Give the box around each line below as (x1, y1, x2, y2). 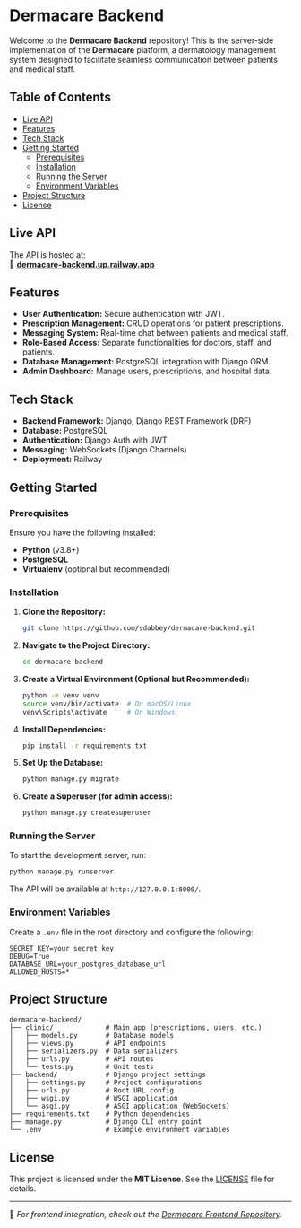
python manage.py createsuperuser (21, 809, 151, 818)
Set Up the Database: (21, 758, 104, 768)
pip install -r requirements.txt (21, 741, 148, 750)
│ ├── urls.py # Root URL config (9, 1086, 175, 1095)
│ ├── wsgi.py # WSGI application (9, 1094, 178, 1103)
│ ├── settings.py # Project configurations (9, 1078, 202, 1087)
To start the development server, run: (9, 850, 146, 861)
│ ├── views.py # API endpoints (9, 1039, 167, 1048)
